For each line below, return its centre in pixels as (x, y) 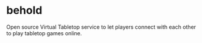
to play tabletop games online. (44, 33)
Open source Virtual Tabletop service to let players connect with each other (101, 27)
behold (24, 10)
